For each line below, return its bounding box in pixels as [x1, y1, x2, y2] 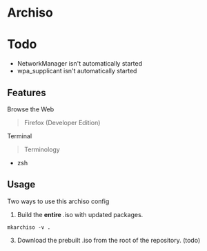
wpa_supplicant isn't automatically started [17, 67, 137, 75]
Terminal [7, 131, 32, 140]
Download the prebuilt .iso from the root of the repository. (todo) [17, 236, 201, 244]
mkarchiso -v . [7, 223, 51, 231]
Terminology [23, 145, 60, 154]
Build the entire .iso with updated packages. [17, 210, 144, 219]
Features [7, 86, 46, 98]
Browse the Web [7, 105, 55, 113]
